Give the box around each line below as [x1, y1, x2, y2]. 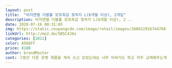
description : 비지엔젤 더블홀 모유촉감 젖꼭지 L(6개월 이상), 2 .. [5, 17, 133, 22]
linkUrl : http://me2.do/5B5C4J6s [5, 31, 77, 36]
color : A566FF [5, 41, 36, 46]
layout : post [5, 7, 33, 13]
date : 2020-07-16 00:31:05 [5, 21, 63, 27]
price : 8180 [5, 46, 31, 51]
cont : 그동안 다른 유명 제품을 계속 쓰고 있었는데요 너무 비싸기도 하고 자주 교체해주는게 [5, 55, 167, 60]
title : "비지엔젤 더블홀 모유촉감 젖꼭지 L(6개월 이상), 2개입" [5, 12, 126, 17]
